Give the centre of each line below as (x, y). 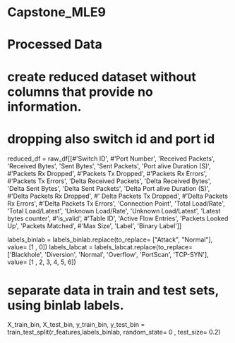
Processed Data (55, 45)
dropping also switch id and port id (111, 139)
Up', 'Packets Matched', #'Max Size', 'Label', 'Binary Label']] (95, 225)
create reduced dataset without (102, 76)
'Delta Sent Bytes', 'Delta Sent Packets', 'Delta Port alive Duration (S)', (109, 188)
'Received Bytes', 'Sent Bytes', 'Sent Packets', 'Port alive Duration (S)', (109, 166)
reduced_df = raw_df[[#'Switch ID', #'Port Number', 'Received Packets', (111, 158)
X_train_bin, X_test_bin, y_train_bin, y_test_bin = (76, 325)
